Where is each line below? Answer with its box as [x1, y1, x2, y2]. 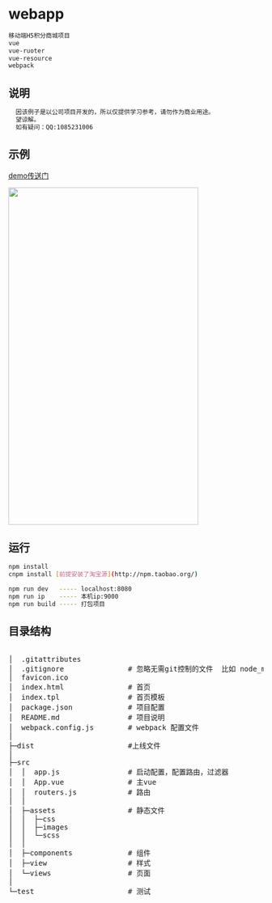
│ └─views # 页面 [8, 868, 151, 878]
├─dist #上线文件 [8, 741, 161, 750]
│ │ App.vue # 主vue [8, 778, 157, 786]
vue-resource [8, 54, 53, 62]
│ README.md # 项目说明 [8, 713, 165, 722]
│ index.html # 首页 [8, 682, 151, 692]
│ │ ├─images [8, 822, 69, 832]
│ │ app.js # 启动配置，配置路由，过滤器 [8, 767, 229, 777]
